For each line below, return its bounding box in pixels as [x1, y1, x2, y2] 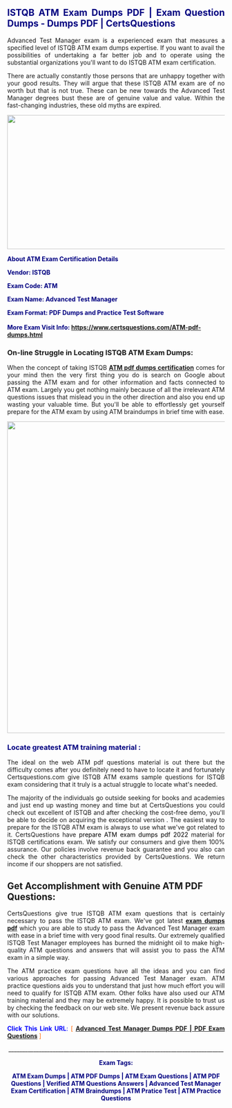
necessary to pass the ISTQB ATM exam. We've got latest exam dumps [7, 917, 225, 925]
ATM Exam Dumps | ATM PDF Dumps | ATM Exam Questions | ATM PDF [12, 1072, 220, 1080]
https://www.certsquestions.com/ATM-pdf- [71, 323, 202, 331]
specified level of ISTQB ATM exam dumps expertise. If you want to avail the [7, 43, 225, 52]
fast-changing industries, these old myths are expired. [7, 101, 162, 109]
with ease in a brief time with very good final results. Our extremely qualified [7, 931, 225, 940]
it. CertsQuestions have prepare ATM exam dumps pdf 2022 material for [7, 830, 225, 839]
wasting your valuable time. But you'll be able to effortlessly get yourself [7, 400, 225, 409]
